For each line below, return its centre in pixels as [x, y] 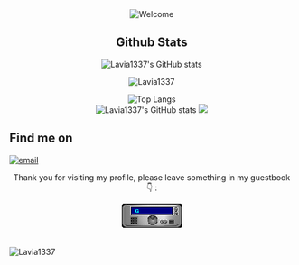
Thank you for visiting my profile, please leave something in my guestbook [152, 177]
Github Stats [152, 43]
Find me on [41, 138]
